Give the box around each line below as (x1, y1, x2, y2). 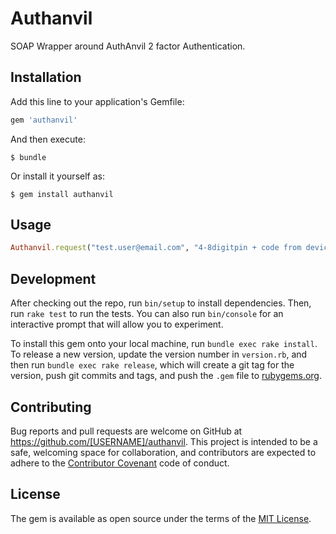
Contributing (10, 398, 92, 416)
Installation (10, 69, 82, 86)
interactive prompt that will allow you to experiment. (10, 318, 224, 331)
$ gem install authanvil (10, 189, 114, 199)
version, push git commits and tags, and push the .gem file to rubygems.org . (10, 370, 323, 382)
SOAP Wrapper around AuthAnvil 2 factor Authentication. (10, 40, 246, 52)
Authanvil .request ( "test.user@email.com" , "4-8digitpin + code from (10, 243, 302, 253)
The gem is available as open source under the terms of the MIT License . (10, 512, 312, 524)
